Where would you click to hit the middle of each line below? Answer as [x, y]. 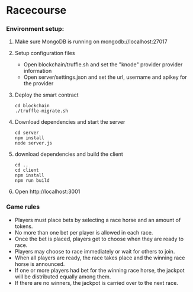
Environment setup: [35, 29]
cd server [27, 133]
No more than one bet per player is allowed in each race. [84, 232]
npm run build [32, 181]
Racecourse [36, 10]
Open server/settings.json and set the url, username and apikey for [105, 77]
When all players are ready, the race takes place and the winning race [100, 258]
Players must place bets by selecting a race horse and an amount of [98, 220]
